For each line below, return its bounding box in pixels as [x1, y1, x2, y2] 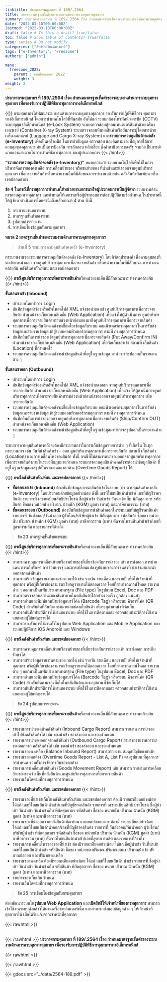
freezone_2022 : [9, 67, 41, 72]
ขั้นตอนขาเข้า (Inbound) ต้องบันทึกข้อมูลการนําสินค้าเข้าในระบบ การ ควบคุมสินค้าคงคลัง [12, 484, 158, 490]
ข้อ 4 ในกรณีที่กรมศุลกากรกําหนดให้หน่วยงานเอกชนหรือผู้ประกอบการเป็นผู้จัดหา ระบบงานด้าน [5, 186, 158, 192]
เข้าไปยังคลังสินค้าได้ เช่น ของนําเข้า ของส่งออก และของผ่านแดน [12, 731, 115, 737]
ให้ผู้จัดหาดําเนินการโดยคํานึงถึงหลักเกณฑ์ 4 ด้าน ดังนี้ [5, 197, 93, 203]
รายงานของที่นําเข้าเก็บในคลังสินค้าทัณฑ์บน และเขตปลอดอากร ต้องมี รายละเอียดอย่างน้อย [12, 796, 156, 802]
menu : [5, 63, 16, 68]
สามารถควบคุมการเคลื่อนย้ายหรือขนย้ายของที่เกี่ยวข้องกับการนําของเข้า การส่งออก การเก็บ [12, 646, 156, 652]
